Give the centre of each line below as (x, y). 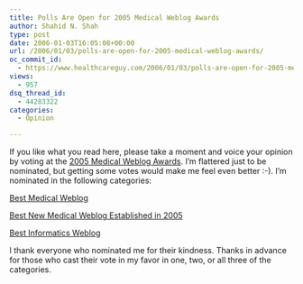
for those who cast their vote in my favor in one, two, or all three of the (141, 260)
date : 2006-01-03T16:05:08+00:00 (72, 43)
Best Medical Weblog (49, 198)
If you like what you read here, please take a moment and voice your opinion (151, 152)
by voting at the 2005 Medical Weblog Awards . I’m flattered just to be (138, 161)
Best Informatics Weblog (55, 233)
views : (22, 77)
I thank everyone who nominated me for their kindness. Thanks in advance (148, 251)
